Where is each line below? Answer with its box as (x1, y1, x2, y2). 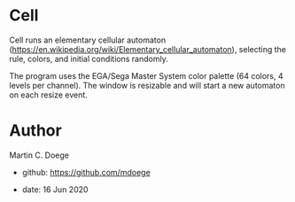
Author (9, 120, 62, 141)
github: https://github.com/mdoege (21, 167, 151, 177)
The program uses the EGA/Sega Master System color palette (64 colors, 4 (9, 70, 283, 81)
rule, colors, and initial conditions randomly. (9, 53, 168, 64)
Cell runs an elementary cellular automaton (9, 35, 167, 45)
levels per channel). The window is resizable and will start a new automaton (9, 80, 285, 90)
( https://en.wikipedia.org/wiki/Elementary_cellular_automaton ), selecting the (9, 43, 286, 54)
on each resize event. (9, 89, 89, 100)
